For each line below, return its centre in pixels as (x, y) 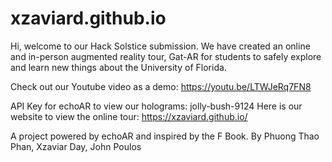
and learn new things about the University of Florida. (118, 67)
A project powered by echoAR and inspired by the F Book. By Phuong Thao (165, 136)
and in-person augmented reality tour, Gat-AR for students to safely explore (166, 56)
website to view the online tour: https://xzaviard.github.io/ (129, 116)
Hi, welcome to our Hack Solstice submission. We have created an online (160, 46)
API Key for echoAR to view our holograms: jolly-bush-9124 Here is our (156, 106)
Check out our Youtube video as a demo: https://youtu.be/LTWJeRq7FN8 (161, 86)
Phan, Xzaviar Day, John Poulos (76, 146)
